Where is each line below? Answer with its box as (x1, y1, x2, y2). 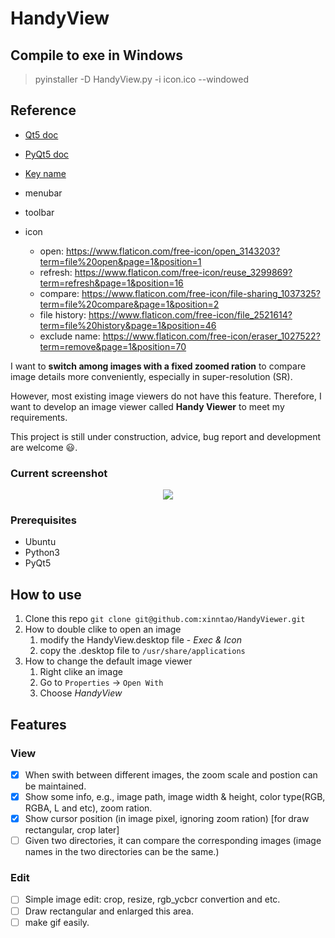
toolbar (24, 206, 55, 218)
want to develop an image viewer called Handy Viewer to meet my (10, 400, 285, 412)
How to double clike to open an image (24, 623, 182, 636)
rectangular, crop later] (24, 824, 120, 836)
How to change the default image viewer (24, 655, 193, 667)
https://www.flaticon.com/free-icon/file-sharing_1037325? (81, 287, 321, 299)
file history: (39, 308, 87, 321)
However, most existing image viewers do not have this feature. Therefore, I (10, 390, 322, 402)
